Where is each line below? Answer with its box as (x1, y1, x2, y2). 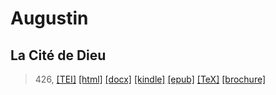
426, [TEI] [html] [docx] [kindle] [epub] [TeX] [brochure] (34, 73, 267, 85)
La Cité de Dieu (10, 47, 107, 64)
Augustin (10, 7, 89, 30)
